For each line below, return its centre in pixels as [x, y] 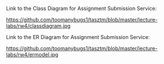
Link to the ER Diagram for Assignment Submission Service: [78, 37]
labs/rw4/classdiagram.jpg [38, 26]
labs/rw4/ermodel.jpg [32, 54]
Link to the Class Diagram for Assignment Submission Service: [81, 8]
